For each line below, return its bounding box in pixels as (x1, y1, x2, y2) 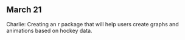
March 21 (6, 5, 42, 15)
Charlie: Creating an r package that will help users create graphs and (6, 20, 179, 27)
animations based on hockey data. (6, 27, 92, 34)
